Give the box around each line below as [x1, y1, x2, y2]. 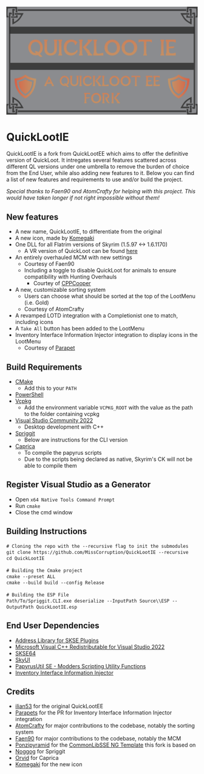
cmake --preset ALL [6, 573, 56, 579]
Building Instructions [6, 527, 87, 537]
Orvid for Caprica [15, 755, 59, 762]
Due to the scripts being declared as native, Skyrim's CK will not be [24, 455, 193, 463]
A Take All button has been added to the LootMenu [15, 325, 144, 332]
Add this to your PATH [24, 384, 77, 392]
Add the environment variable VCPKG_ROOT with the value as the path [24, 404, 193, 411]
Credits [6, 686, 35, 697]
